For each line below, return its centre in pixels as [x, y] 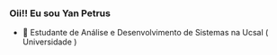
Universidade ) [49, 42]
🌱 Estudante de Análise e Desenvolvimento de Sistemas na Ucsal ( [145, 33]
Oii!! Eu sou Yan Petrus [60, 13]
